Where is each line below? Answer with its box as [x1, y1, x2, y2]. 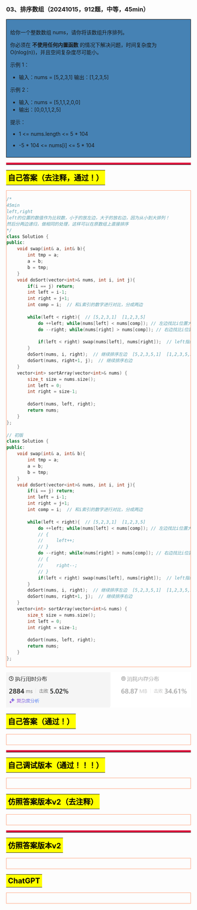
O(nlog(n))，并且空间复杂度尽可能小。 [10, 49, 103, 56]
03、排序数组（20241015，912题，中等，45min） [6, 5, 150, 13]
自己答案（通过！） [8, 717, 74, 727]
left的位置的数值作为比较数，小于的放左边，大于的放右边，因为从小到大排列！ [6, 215, 170, 221]
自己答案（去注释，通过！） [8, 174, 104, 183]
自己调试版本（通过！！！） [8, 761, 104, 770]
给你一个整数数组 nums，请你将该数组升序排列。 [10, 29, 128, 36]
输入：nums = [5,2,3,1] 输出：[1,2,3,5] [18, 74, 109, 81]
